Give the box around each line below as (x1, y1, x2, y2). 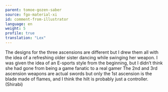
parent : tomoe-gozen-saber (5, 7, 62, 13)
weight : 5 (5, 26, 26, 31)
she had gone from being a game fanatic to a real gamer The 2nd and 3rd (5, 65, 157, 71)
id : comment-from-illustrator (5, 17, 69, 22)
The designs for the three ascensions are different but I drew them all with (5, 49, 159, 55)
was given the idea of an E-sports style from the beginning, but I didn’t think (5, 60, 163, 66)
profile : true (5, 31, 35, 36)
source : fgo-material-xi (5, 12, 57, 17)
